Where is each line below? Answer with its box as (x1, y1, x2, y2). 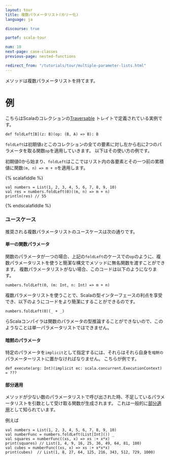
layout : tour (5, 7, 33, 13)
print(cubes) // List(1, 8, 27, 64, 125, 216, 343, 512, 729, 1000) (5, 450, 156, 455)
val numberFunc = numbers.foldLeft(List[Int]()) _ (5, 432, 115, 437)
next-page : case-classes (5, 49, 58, 54)
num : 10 (5, 44, 22, 50)
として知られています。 (10, 407, 58, 413)
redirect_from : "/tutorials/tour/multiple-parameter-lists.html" (5, 63, 146, 68)
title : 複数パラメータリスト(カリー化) (5, 12, 79, 17)
